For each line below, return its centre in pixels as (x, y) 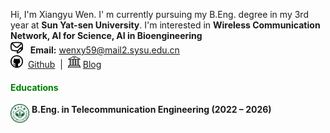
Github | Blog (64, 64)
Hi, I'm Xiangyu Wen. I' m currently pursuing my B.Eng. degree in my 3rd (159, 14)
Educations (34, 87)
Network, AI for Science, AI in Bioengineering (106, 35)
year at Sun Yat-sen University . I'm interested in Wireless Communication (165, 25)
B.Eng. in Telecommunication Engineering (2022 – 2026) (151, 110)
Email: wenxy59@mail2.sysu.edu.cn (104, 50)
